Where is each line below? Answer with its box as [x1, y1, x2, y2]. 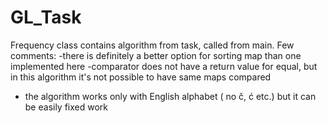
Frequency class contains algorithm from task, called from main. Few [10, 39, 295, 51]
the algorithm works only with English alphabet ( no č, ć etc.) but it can [24, 90, 317, 102]
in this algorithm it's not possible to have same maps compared [10, 71, 272, 83]
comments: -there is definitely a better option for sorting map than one [10, 49, 302, 61]
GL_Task [10, 6, 82, 29]
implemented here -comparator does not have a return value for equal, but [10, 60, 318, 72]
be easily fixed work [24, 101, 109, 113]
